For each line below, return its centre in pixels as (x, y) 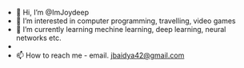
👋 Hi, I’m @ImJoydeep (52, 12)
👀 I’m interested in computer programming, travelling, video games (126, 21)
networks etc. (38, 38)
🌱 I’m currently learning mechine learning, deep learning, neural (121, 29)
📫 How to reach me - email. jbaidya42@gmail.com (100, 55)
